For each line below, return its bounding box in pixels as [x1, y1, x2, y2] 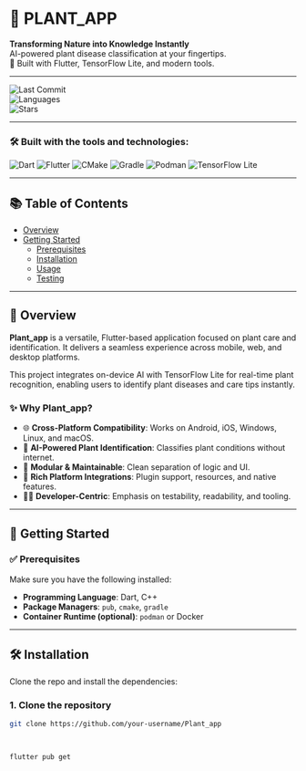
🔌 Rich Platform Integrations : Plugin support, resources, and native [22, 472, 277, 483]
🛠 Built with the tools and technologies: [9, 135, 189, 148]
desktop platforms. [9, 351, 80, 362]
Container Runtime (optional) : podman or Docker [22, 610, 204, 621]
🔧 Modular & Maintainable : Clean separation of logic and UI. [22, 462, 250, 473]
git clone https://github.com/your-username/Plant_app [9, 719, 222, 728]
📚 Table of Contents [9, 195, 129, 211]
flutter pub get [9, 752, 71, 761]
